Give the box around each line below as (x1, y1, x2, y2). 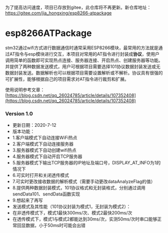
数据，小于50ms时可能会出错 (25, 222, 86, 228)
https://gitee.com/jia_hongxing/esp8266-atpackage (5, 10, 112, 16)
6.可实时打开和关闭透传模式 (12, 172, 69, 178)
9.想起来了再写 (12, 197, 43, 203)
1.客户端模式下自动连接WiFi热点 (12, 135, 77, 141)
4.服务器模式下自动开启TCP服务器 (12, 153, 82, 159)
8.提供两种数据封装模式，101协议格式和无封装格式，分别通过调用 (12, 185, 146, 191)
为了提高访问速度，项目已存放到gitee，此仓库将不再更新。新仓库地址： (5, 5, 151, 10)
